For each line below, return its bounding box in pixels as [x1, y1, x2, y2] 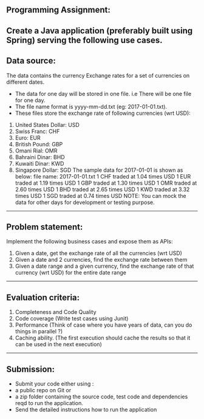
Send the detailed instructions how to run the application [15, 406, 157, 414]
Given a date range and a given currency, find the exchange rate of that [15, 262, 194, 270]
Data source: [6, 56, 56, 66]
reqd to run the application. [15, 400, 84, 407]
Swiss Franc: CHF [15, 128, 60, 135]
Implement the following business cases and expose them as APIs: [6, 238, 173, 245]
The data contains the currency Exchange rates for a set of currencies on [6, 72, 190, 79]
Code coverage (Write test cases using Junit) [15, 315, 129, 322]
